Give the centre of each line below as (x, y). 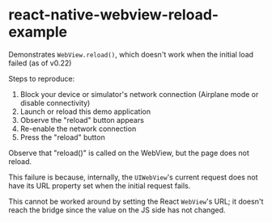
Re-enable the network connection (78, 128)
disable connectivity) (55, 103)
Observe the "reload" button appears (82, 120)
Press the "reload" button (62, 137)
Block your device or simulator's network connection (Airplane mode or (139, 94)
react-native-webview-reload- (114, 15)
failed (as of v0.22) (40, 63)
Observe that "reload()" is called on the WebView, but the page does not (129, 153)
